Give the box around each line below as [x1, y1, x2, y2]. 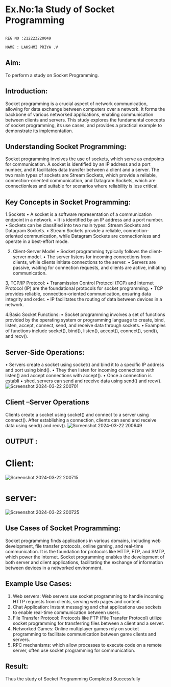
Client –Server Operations [5, 398, 89, 407]
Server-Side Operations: [5, 348, 85, 357]
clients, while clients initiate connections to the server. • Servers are [12, 259, 156, 265]
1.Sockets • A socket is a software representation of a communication [5, 211, 152, 217]
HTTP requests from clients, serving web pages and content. [12, 598, 141, 604]
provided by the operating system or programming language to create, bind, [5, 317, 165, 323]
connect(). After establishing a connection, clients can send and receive [5, 417, 157, 423]
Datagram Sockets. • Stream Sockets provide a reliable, [5, 228, 123, 234]
